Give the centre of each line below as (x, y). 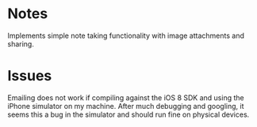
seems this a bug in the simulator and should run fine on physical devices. (128, 114)
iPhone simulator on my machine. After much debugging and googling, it (126, 106)
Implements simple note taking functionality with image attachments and (126, 35)
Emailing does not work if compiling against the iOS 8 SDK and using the (126, 97)
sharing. (21, 43)
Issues (30, 76)
